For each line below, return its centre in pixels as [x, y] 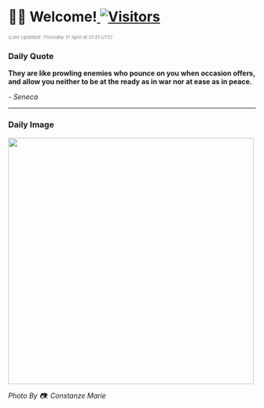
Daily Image [31, 124]
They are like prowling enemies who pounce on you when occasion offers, [132, 73]
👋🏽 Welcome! [53, 17]
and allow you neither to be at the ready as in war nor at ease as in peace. [130, 82]
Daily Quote [31, 56]
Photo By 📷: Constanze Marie [57, 395]
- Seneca [23, 97]
